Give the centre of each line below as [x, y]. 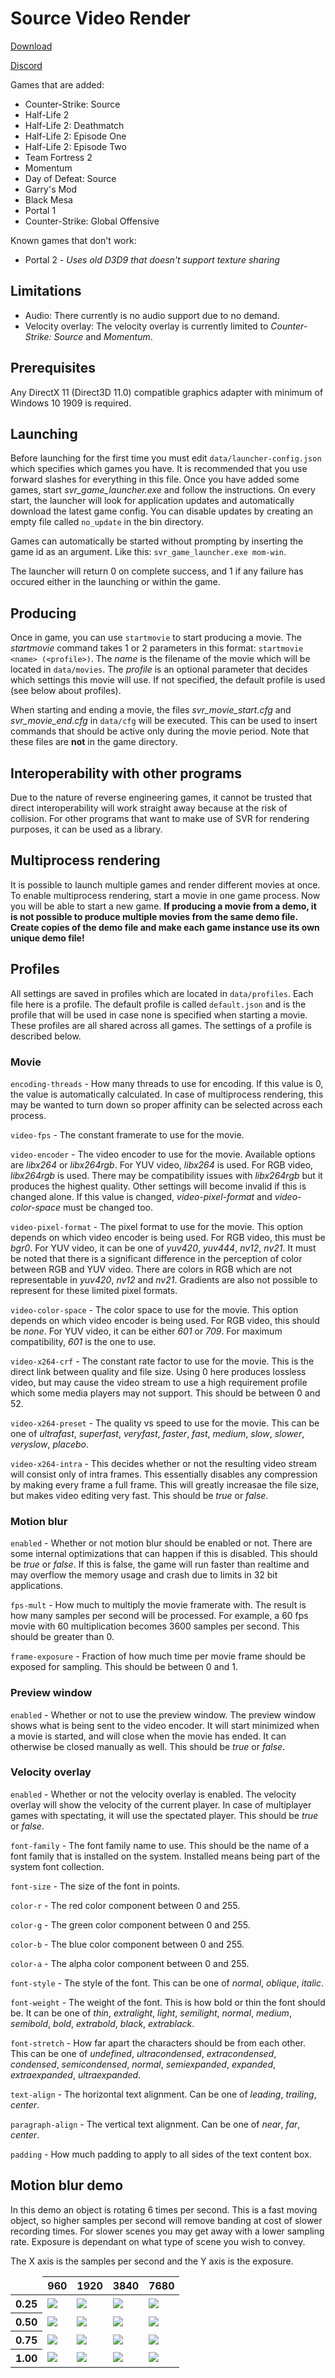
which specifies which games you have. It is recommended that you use [159, 469]
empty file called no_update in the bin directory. [107, 522]
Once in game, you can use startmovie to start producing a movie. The [156, 638]
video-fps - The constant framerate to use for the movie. [127, 1134]
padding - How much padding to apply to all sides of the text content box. [161, 2154]
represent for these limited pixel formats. [94, 1290]
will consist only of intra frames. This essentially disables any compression [164, 1474]
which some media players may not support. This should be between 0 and [165, 1393]
